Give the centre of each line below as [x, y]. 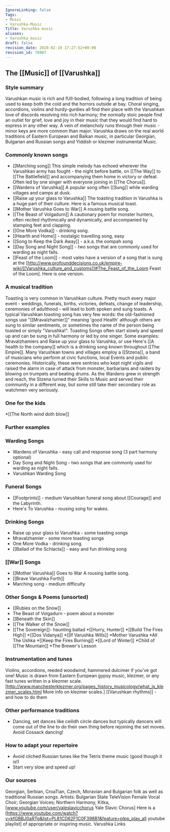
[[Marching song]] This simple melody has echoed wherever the [80, 166]
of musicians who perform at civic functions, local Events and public [77, 357]
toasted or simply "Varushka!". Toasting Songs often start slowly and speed [84, 330]
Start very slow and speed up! [44, 767]
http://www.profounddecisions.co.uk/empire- [75, 263]
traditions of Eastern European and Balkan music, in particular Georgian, [81, 136]
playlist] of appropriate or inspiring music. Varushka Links [65, 824]
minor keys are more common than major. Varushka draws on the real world [84, 131]
